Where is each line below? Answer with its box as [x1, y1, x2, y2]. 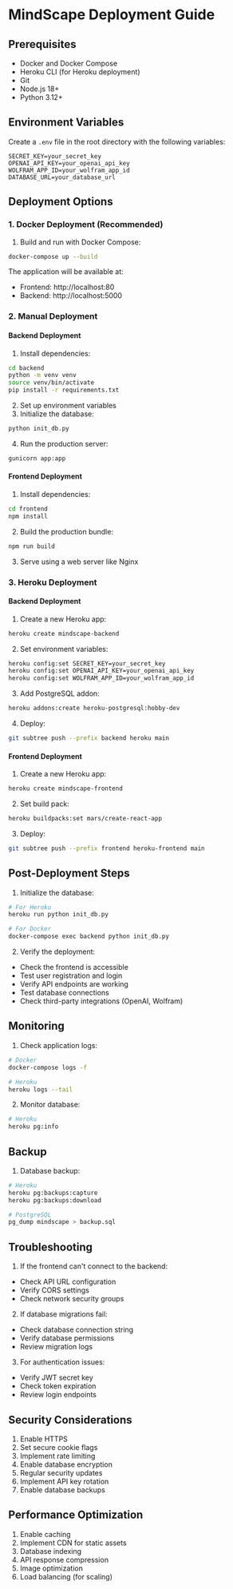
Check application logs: [19, 1040, 98, 1050]
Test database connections [19, 988, 109, 998]
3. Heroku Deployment [8, 577, 97, 588]
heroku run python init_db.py [8, 911, 109, 919]
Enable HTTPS [19, 1434, 68, 1444]
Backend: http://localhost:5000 [19, 291, 122, 300]
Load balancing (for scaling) [19, 1571, 113, 1581]
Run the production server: [19, 439, 109, 448]
